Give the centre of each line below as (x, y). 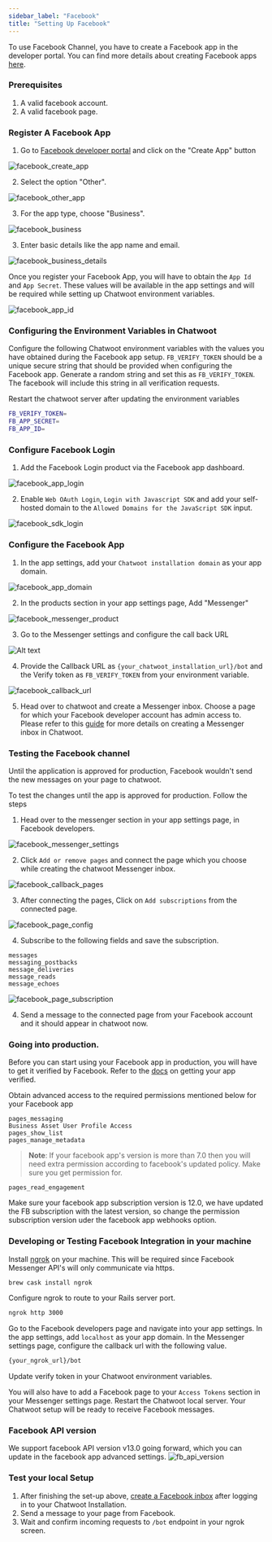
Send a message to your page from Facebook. (98, 1513)
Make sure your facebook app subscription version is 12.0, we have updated (136, 1203)
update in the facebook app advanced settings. (87, 1457)
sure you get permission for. (76, 1173)
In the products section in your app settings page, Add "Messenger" (134, 603)
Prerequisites (35, 85)
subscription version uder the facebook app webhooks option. (112, 1220)
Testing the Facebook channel (69, 753)
